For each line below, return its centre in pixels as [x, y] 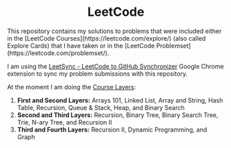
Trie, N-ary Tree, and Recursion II [64, 122]
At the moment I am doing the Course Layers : [72, 87]
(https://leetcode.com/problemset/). [58, 53]
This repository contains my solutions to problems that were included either [114, 31]
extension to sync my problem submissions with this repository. [98, 74]
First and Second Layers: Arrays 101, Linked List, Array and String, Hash [120, 100]
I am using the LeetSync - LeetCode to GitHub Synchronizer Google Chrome [115, 66]
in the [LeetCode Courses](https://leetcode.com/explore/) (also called [107, 38]
